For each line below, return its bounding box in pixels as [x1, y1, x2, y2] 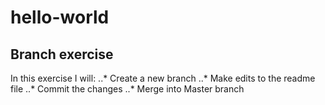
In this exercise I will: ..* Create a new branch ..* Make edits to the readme [10, 72, 316, 84]
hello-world [10, 6, 110, 29]
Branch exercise [10, 46, 114, 63]
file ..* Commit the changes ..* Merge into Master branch [10, 83, 245, 95]
